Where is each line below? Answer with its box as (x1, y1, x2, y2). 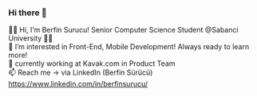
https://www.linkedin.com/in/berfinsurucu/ (8, 79, 148, 89)
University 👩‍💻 (8, 33, 53, 43)
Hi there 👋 (8, 7, 48, 18)
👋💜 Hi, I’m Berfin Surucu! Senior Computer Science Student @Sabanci (8, 25, 239, 35)
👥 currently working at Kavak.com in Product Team (8, 59, 176, 68)
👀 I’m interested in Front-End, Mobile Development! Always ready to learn (8, 42, 250, 52)
